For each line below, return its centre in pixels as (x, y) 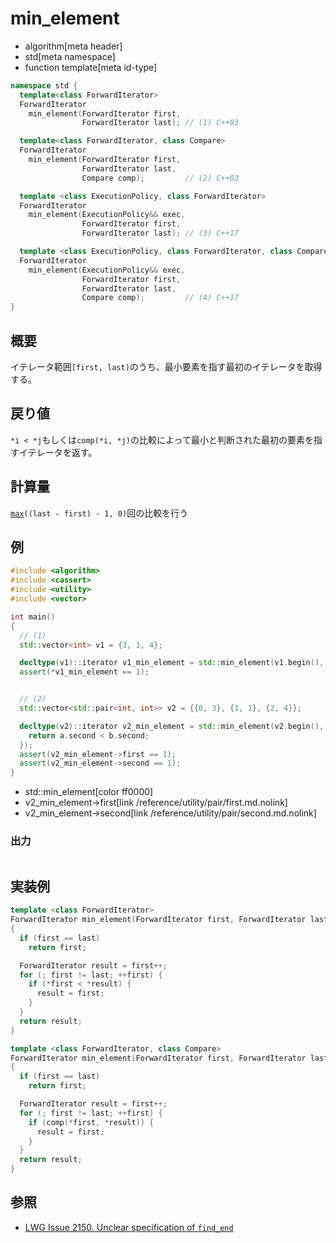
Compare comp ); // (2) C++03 (160, 178)
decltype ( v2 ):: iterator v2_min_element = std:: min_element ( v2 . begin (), (172, 726)
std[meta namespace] (70, 56)
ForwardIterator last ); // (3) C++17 (160, 233)
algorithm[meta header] (73, 46)
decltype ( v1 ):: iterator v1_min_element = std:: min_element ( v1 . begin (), (172, 663)
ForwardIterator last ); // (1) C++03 (160, 123)
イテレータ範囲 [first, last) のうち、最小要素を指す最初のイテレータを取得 (166, 366)
